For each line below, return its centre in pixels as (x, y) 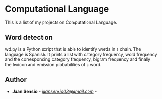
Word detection (29, 37)
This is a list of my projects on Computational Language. (61, 22)
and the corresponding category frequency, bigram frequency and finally (78, 59)
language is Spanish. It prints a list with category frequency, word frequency (81, 54)
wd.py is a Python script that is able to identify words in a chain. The (73, 49)
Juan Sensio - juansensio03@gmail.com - (54, 91)
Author (16, 80)
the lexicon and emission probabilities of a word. (53, 64)
